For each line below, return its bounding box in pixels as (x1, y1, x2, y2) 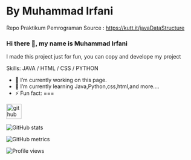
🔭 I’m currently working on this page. (15, 77, 107, 84)
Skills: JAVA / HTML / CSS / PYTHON (6, 65, 99, 72)
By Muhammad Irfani (6, 4, 114, 18)
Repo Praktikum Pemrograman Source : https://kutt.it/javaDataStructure (6, 24, 185, 31)
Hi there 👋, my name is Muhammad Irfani (6, 39, 128, 48)
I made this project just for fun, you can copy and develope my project (6, 53, 181, 60)
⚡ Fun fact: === (15, 89, 54, 97)
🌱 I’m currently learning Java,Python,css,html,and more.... (15, 83, 160, 90)
